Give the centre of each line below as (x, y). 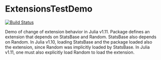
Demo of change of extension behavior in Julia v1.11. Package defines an (77, 31)
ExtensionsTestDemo (49, 9)
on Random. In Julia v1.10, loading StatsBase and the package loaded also (79, 42)
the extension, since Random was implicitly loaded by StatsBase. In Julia (78, 47)
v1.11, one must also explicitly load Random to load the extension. (70, 52)
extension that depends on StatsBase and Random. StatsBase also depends (81, 37)
